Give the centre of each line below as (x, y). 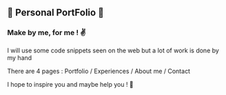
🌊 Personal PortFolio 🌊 (56, 13)
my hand (20, 57)
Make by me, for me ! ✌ (47, 33)
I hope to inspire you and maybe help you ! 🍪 (71, 84)
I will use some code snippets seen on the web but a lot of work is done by (113, 50)
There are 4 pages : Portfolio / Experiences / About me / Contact (99, 71)
